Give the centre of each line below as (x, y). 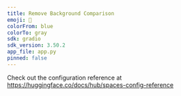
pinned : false (27, 58)
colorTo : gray (27, 33)
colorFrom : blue (30, 26)
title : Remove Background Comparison (61, 13)
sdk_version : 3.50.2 (37, 45)
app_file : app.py (32, 52)
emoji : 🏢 (19, 20)
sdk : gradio (24, 39)
